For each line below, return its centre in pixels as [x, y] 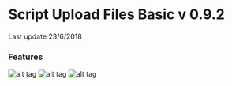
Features [26, 57]
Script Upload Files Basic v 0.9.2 [116, 15]
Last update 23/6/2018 [45, 36]
